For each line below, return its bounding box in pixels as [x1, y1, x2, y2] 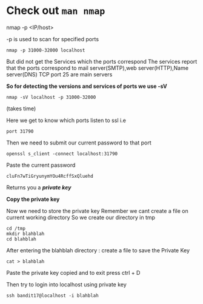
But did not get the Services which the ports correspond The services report [6, 58, 198, 65]
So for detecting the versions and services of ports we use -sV [6, 83, 168, 90]
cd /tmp [6, 225, 26, 231]
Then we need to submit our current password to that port [6, 139, 151, 146]
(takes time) [6, 104, 36, 112]
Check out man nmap [6, 4, 105, 18]
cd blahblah [6, 236, 36, 242]
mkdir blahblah [6, 231, 45, 237]
